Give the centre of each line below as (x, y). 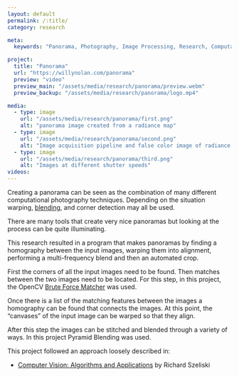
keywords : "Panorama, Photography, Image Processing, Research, (111, 47)
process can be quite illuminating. (57, 229)
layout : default (31, 14)
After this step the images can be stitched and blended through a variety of (117, 330)
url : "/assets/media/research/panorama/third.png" (97, 159)
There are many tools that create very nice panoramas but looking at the (113, 221)
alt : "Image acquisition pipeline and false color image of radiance (126, 146)
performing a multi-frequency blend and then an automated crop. (103, 258)
